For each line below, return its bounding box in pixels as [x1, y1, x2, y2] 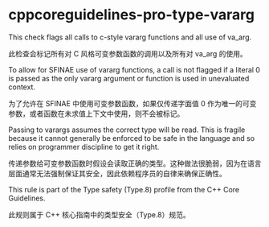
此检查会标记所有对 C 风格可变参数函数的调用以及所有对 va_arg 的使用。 [8, 48, 247, 58]
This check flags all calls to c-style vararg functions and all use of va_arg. [8, 32, 252, 42]
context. [8, 82, 36, 92]
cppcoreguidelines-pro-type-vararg [8, 6, 255, 24]
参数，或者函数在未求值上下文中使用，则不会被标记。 [8, 109, 185, 118]
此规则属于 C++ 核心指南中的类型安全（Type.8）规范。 [8, 209, 190, 219]
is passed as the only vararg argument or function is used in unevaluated [8, 73, 250, 83]
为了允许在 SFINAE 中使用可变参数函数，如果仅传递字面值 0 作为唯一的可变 [8, 98, 257, 108]
